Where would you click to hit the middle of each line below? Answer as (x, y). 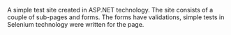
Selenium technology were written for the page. (76, 24)
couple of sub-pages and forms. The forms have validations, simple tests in (116, 17)
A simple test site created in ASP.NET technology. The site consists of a (110, 10)
